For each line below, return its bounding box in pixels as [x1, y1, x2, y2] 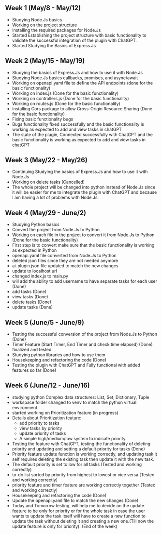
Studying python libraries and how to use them [12, 352, 105, 358]
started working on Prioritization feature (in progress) [12, 410, 118, 415]
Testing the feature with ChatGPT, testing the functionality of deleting [12, 441, 151, 447]
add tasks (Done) [12, 289, 47, 294]
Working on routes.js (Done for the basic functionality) [12, 101, 121, 106]
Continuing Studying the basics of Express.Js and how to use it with [12, 169, 148, 174]
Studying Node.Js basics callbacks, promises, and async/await [12, 75, 138, 81]
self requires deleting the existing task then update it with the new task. [12, 456, 155, 462]
